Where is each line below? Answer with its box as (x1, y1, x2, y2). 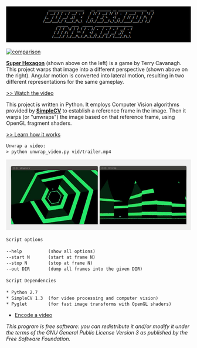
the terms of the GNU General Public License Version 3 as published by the (6, 329, 188, 336)
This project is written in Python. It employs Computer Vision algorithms (6, 101, 180, 108)
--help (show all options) (6, 248, 96, 255)
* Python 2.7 (6, 289, 38, 296)
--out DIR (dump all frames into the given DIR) (6, 266, 143, 272)
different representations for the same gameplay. (6, 78, 124, 85)
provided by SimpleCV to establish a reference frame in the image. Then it (6, 107, 186, 114)
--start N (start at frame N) (6, 254, 96, 261)
